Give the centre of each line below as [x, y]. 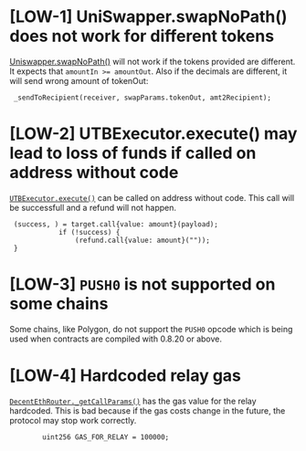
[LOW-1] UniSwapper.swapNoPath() [148, 17]
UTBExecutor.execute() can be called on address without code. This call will [152, 197]
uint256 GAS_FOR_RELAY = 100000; [106, 437]
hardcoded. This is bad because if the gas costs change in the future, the [148, 410]
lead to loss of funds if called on [133, 153]
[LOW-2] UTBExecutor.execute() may [153, 134]
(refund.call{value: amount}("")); [142, 240]
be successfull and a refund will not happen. [93, 207]
